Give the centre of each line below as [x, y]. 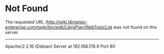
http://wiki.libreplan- [67, 22]
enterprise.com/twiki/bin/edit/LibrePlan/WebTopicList [59, 27]
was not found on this [135, 27]
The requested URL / [26, 22]
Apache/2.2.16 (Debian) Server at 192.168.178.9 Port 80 [60, 46]
